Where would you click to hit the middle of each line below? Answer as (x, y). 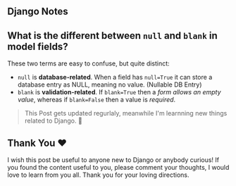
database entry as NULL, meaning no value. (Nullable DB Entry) (110, 85)
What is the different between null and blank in (112, 36)
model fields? (38, 46)
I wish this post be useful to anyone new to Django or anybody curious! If (113, 160)
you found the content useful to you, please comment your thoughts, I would (118, 168)
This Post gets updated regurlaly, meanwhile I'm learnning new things (126, 113)
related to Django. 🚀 (53, 121)
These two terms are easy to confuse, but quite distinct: (89, 63)
